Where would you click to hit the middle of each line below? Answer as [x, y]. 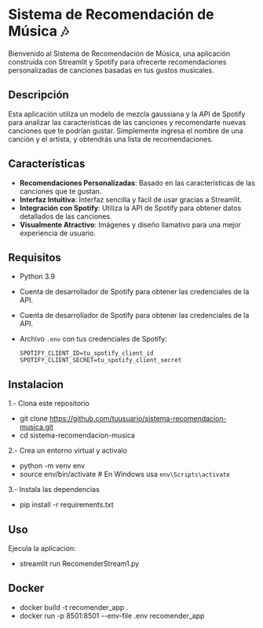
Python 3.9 [37, 276]
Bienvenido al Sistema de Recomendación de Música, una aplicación [119, 54]
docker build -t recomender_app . [74, 607]
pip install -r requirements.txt [66, 504]
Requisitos [35, 257]
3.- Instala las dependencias [54, 489]
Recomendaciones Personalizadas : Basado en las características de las [137, 183]
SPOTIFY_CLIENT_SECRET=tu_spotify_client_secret [100, 360]
